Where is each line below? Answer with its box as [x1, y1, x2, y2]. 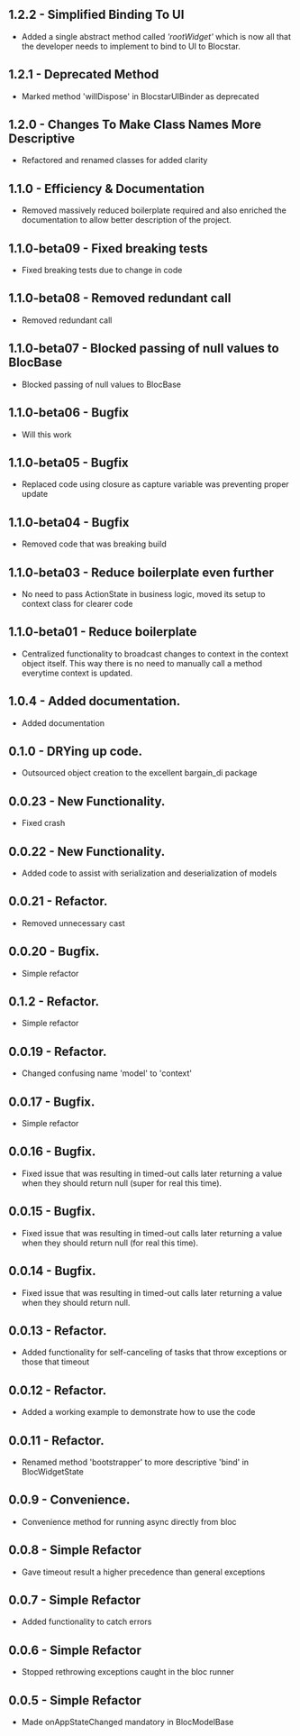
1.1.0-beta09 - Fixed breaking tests [8, 241, 208, 256]
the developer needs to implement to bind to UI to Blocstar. [21, 41, 241, 51]
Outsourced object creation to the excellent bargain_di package [21, 767, 258, 778]
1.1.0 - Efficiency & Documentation [8, 180, 205, 197]
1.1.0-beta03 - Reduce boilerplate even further [8, 565, 274, 580]
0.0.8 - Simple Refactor [8, 1542, 141, 1558]
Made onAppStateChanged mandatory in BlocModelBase [21, 1717, 234, 1727]
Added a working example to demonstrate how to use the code [21, 1407, 256, 1418]
